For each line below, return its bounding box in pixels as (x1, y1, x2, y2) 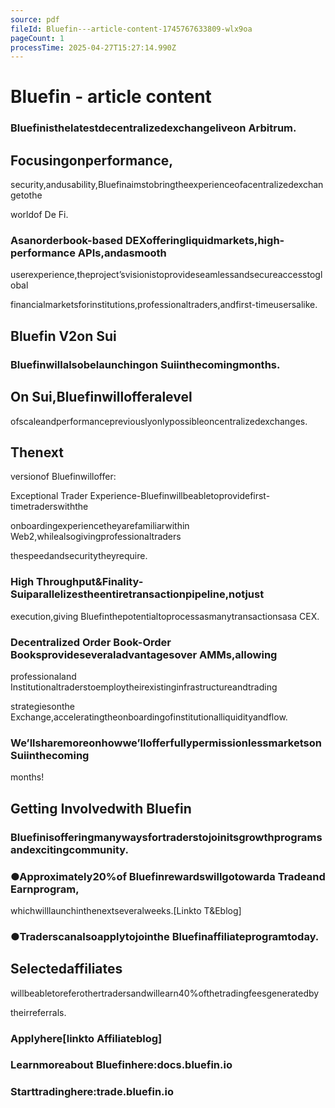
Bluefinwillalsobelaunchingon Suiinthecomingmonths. (10, 357, 281, 371)
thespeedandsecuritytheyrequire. (10, 550, 148, 562)
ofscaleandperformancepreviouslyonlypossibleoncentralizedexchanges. (10, 415, 308, 427)
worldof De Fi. (10, 209, 69, 221)
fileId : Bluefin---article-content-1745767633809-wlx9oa (10, 24, 253, 34)
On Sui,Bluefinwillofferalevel (10, 389, 193, 406)
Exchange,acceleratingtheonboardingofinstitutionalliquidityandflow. (10, 711, 288, 723)
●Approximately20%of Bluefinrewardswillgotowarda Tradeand (10, 869, 326, 883)
